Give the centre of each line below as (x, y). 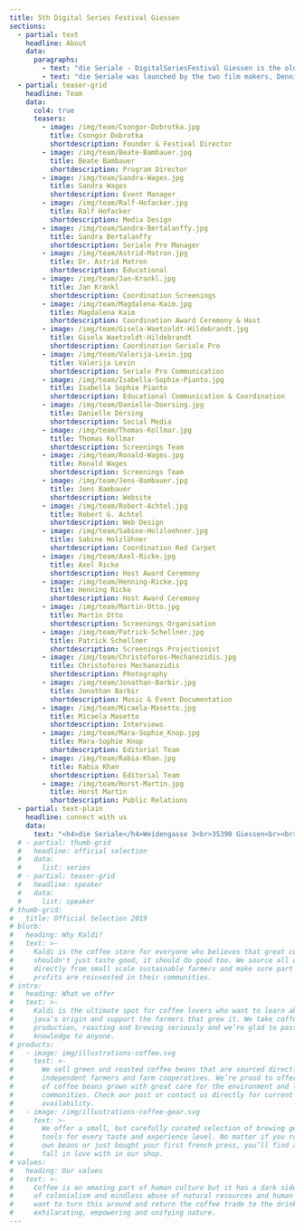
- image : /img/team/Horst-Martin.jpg (113, 784)
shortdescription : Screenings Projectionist (135, 649)
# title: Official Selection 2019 (78, 918)
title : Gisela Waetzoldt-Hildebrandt (121, 338)
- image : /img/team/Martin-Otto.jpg (111, 607)
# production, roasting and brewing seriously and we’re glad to (143, 1027)
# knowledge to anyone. (62, 1036)
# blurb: (26, 927)
